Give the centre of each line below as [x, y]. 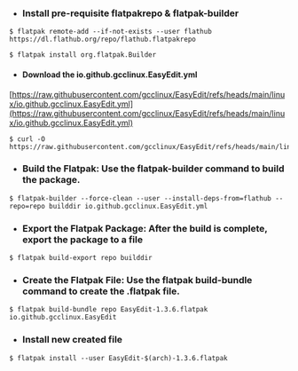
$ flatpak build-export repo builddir [81, 258]
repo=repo [27, 206]
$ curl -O [27, 139]
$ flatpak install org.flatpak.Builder [83, 55]
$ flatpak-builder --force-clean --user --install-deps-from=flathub [141, 198]
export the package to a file [82, 240]
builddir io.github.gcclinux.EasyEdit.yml [128, 206]
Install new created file [72, 340]
